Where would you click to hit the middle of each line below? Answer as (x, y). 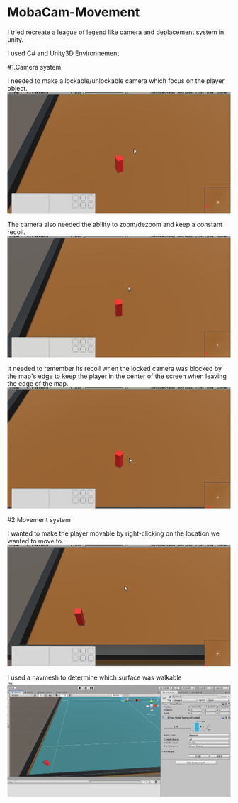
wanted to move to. (35, 541)
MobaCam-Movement (74, 12)
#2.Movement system (39, 520)
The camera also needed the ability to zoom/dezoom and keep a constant (115, 225)
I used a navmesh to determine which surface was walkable (95, 677)
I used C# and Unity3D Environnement (63, 53)
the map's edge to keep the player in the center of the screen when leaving (117, 376)
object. (18, 88)
